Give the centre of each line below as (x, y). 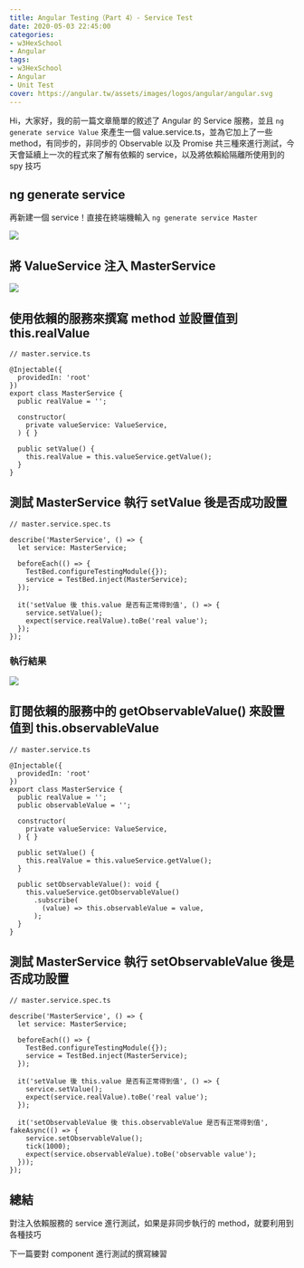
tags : (19, 60)
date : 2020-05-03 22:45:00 (60, 26)
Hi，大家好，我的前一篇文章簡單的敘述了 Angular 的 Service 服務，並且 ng (147, 120)
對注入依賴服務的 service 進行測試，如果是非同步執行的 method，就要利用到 (152, 1224)
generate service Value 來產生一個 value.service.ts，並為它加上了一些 (141, 131)
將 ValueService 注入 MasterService (113, 266)
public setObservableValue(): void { (89, 884)
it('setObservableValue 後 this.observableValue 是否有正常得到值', (143, 1122)
